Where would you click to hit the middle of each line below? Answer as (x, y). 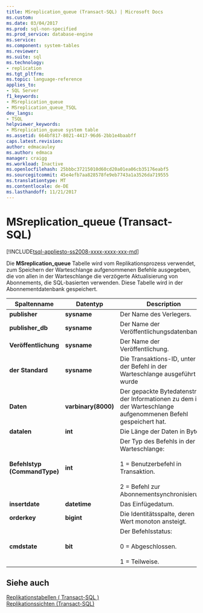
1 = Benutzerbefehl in (151, 464)
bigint (74, 517)
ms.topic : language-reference (44, 79)
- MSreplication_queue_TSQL (42, 107)
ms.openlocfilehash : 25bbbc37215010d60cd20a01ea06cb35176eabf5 (88, 169)
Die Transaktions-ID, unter (158, 359)
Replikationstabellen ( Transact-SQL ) (53, 597)
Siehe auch (28, 582)
